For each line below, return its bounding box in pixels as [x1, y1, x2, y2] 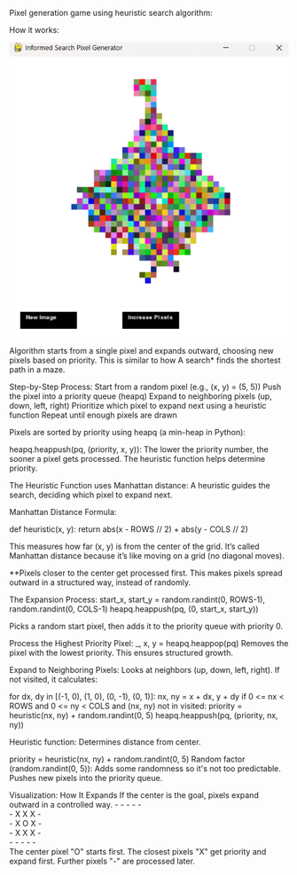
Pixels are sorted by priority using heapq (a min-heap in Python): [9, 427, 246, 438]
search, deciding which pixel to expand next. [9, 489, 173, 500]
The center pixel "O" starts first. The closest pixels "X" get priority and [9, 847, 267, 857]
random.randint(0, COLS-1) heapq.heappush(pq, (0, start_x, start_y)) [9, 604, 259, 614]
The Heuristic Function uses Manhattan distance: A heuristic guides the [9, 480, 270, 491]
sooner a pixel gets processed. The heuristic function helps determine [9, 454, 266, 465]
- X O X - [9, 818, 43, 829]
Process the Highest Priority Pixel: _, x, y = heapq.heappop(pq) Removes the [9, 638, 289, 649]
